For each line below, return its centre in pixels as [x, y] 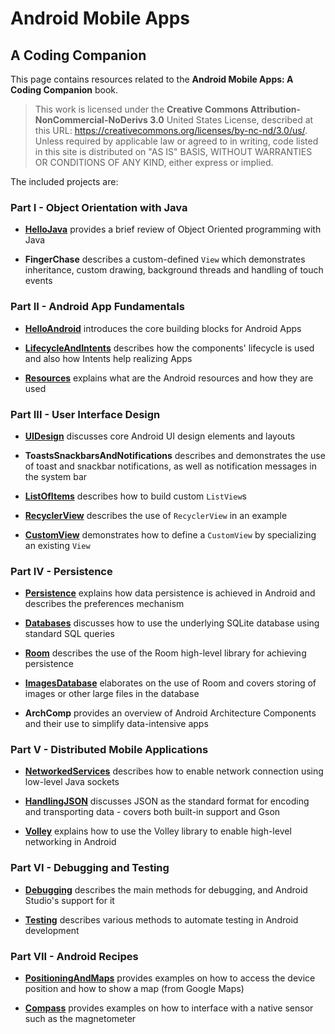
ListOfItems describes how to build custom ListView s [135, 496]
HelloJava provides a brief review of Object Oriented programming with [173, 229]
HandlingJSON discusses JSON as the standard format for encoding [167, 801]
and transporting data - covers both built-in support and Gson [152, 812]
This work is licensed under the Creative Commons [141, 109]
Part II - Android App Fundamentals [97, 307]
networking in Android [70, 842]
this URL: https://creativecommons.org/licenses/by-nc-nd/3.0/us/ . [171, 130]
